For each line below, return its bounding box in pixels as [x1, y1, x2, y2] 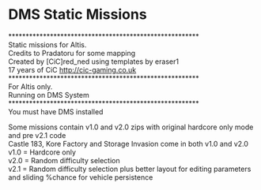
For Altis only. [8, 81, 53, 91]
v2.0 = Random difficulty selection [8, 155, 120, 165]
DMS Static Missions [8, 6, 148, 24]
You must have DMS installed [8, 106, 104, 116]
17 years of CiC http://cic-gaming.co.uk [8, 65, 137, 74]
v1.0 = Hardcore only [8, 147, 77, 157]
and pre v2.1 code [8, 130, 66, 140]
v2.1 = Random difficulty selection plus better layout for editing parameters [8, 164, 252, 173]
